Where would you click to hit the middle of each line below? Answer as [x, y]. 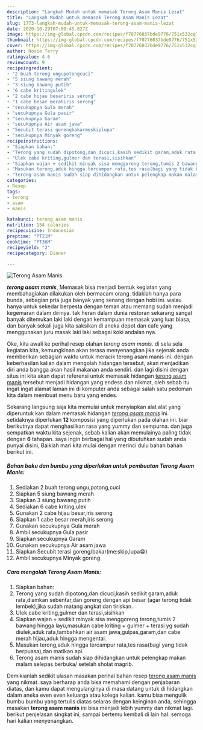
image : [15, 34]
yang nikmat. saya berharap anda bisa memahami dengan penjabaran [93, 682]
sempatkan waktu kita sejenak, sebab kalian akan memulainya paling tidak [99, 433]
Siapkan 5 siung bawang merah [55, 494]
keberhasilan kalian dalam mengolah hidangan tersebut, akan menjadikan [98, 363]
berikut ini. [20, 452]
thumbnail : [20, 40]
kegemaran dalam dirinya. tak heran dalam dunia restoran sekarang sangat [100, 313]
